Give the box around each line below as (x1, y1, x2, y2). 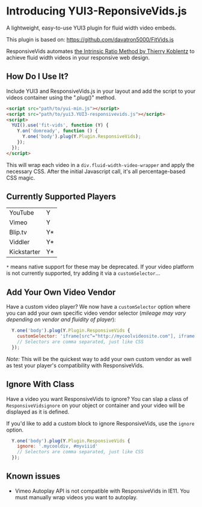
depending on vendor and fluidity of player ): (6, 316, 116, 323)
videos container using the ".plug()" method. (6, 93, 116, 101)
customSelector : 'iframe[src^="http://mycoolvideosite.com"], (17, 333, 176, 339)
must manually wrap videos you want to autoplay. (14, 493, 138, 501)
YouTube (9, 209, 34, 217)
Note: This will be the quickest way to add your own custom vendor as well (6, 355, 192, 362)
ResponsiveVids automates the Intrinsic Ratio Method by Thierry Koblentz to (6, 47, 195, 55)
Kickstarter (9, 248, 41, 256)
